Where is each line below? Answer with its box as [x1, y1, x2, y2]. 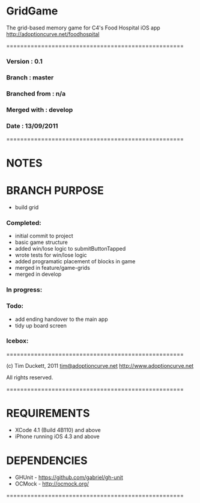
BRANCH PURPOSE [6, 184, 104, 198]
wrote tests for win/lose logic [14, 251, 87, 259]
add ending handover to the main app [14, 316, 108, 323]
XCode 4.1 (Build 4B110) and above [14, 426, 101, 433]
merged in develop [14, 270, 62, 278]
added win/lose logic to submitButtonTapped [14, 245, 126, 252]
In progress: [6, 285, 43, 294]
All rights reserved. [6, 374, 53, 381]
